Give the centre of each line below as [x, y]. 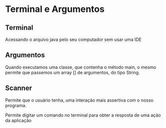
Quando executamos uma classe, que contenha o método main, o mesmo [81, 67]
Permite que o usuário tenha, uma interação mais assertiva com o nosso [79, 100]
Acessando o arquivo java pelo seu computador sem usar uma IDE [74, 39]
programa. [16, 105]
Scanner [19, 88]
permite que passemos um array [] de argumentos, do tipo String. [73, 72]
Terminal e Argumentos [55, 9]
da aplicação [18, 120]
